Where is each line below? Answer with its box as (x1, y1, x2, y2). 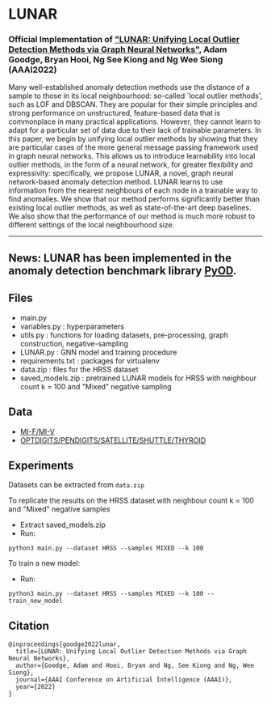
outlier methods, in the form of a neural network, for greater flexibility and (8, 159, 253, 170)
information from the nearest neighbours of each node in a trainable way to (8, 185, 258, 195)
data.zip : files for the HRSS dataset (19, 364, 139, 374)
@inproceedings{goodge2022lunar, (8, 640, 121, 648)
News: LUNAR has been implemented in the (8, 251, 232, 265)
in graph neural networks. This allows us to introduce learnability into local (8, 151, 256, 161)
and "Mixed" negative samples (8, 504, 110, 514)
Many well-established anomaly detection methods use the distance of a (8, 83, 250, 92)
